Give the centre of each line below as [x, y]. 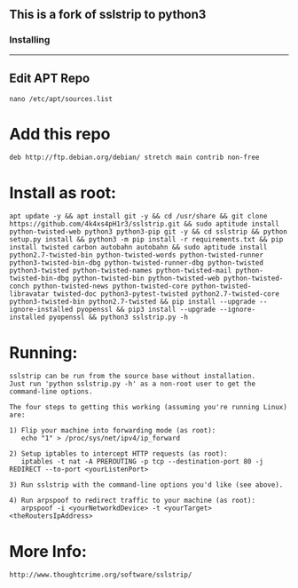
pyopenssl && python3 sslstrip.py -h [118, 318]
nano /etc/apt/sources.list [61, 99]
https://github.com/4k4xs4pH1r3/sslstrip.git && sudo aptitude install [144, 224]
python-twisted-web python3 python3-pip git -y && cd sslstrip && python [149, 232]
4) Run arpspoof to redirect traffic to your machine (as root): [132, 501]
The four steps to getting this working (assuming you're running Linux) [149, 408]
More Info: [48, 551]
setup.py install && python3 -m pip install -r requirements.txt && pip [146, 240]
